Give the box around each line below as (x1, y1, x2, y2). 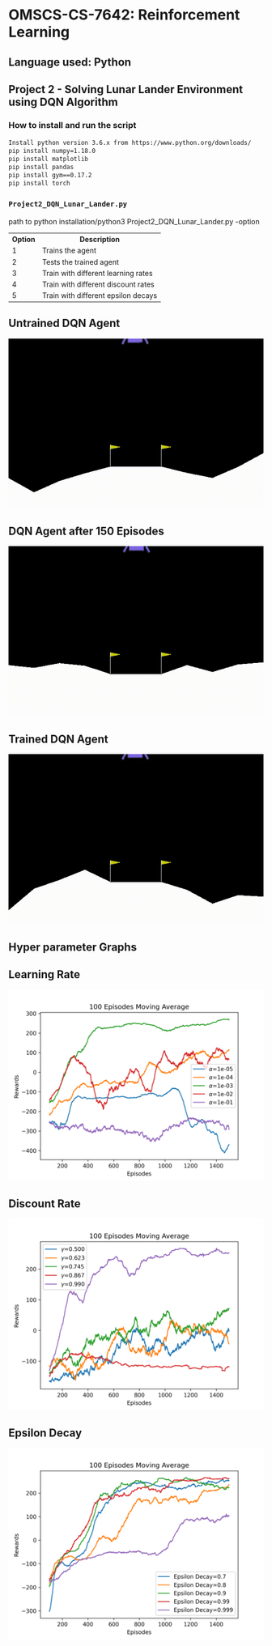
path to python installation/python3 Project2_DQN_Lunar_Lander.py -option (8, 216, 261, 226)
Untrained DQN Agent (8, 317, 121, 330)
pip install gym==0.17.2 (8, 172, 92, 180)
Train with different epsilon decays (41, 291, 158, 300)
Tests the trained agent (41, 257, 120, 266)
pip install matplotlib (8, 155, 89, 164)
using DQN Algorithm (8, 95, 119, 108)
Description (79, 235, 120, 245)
